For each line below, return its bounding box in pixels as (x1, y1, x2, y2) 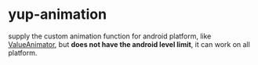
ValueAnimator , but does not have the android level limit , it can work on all (8, 39, 251, 49)
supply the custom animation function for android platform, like (8, 31, 212, 41)
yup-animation (8, 5, 107, 23)
